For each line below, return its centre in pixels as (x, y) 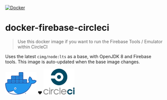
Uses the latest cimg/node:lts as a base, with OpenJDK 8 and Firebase (78, 56)
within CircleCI (32, 47)
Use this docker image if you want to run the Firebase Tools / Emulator (90, 41)
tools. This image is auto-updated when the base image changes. (72, 62)
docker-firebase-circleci (57, 28)
